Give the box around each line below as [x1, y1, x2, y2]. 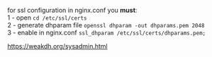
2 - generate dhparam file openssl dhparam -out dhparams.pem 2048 [7, 21, 205, 29]
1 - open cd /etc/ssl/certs [7, 13, 87, 22]
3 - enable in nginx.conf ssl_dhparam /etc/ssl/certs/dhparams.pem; [7, 28, 206, 37]
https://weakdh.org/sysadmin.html [7, 42, 108, 50]
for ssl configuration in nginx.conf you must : [7, 6, 138, 14]
